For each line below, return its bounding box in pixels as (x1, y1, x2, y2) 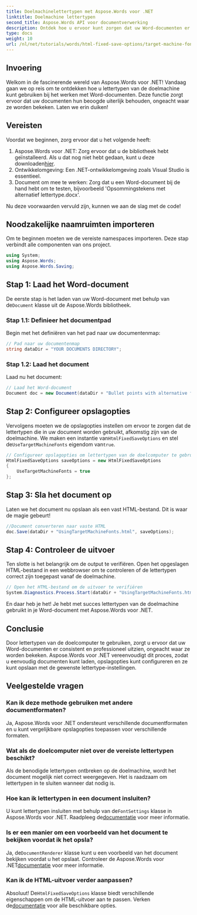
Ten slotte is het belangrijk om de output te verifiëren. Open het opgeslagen (6, 561, 189, 568)
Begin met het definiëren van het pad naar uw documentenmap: (6, 330, 161, 337)
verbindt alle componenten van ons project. (6, 241, 111, 248)
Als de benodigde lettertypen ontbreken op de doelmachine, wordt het (6, 767, 176, 774)
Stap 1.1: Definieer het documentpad (6, 316, 111, 324)
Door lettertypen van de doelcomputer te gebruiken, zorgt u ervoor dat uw (6, 639, 186, 646)
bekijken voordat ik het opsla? (6, 836, 94, 844)
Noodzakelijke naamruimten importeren (6, 219, 155, 229)
